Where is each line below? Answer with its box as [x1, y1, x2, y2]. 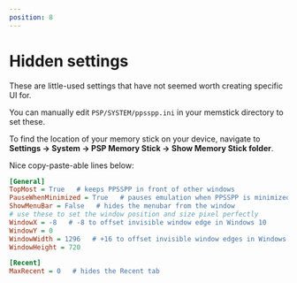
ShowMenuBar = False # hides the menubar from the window [9, 202, 236, 210]
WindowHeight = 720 [9, 242, 81, 252]
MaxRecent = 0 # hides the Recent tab [9, 267, 161, 276]
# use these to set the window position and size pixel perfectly [9, 210, 259, 219]
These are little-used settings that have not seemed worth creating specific [9, 80, 284, 91]
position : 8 [9, 12, 53, 22]
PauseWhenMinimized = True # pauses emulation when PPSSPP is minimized [9, 194, 291, 203]
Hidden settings [9, 50, 129, 71]
